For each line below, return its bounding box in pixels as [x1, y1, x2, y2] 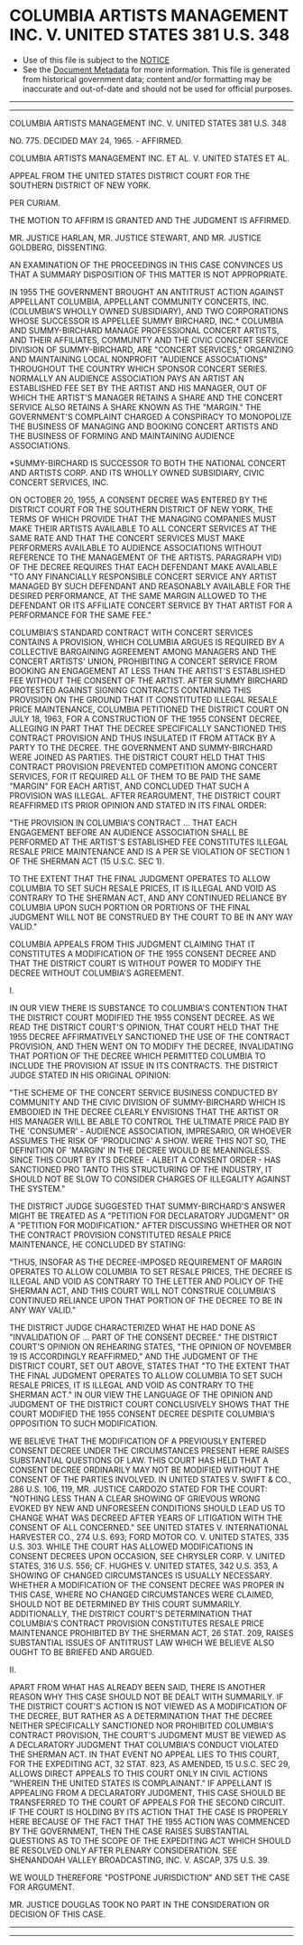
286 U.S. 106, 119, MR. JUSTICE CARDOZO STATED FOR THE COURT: [9, 1483, 268, 1494]
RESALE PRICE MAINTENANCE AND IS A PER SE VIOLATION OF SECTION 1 [9, 846, 290, 856]
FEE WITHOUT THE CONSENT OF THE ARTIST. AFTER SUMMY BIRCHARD [9, 675, 289, 686]
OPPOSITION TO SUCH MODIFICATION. [9, 1417, 158, 1428]
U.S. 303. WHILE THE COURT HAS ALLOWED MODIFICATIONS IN [9, 1541, 254, 1552]
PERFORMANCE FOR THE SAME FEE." [9, 609, 151, 620]
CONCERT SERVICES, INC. [9, 476, 109, 488]
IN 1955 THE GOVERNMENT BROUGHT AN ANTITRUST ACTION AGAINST [9, 286, 285, 297]
